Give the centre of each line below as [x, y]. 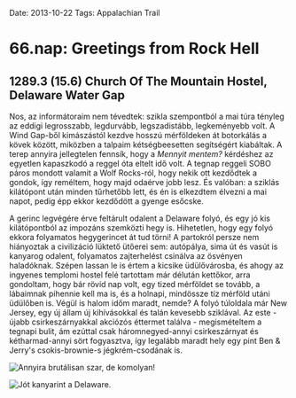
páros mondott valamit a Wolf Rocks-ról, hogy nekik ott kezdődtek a [133, 173]
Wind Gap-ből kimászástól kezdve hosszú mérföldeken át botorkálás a [138, 135]
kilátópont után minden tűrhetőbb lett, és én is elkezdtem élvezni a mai [138, 191]
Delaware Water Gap [67, 95]
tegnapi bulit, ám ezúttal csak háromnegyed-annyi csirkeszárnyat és [134, 331]
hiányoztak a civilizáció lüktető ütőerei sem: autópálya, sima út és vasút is [144, 246]
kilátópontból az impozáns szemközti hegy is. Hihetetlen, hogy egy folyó [141, 228]
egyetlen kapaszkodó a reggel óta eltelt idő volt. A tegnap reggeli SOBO [140, 164]
